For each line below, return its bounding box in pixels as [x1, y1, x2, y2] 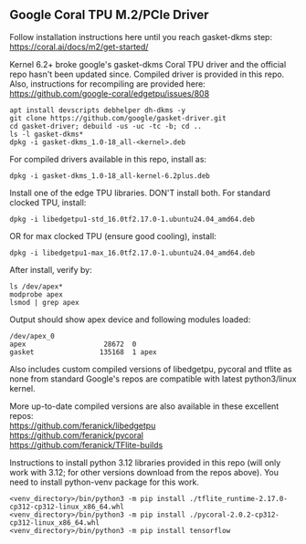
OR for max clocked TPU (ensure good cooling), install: [9, 230, 216, 241]
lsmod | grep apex [9, 298, 79, 307]
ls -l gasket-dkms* [9, 130, 84, 139]
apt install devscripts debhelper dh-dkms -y [9, 105, 185, 115]
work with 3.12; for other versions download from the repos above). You [9, 466, 280, 477]
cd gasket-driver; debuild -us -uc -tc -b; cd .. [9, 121, 203, 131]
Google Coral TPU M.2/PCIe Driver [9, 7, 209, 23]
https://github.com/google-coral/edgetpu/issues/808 [9, 88, 210, 99]
